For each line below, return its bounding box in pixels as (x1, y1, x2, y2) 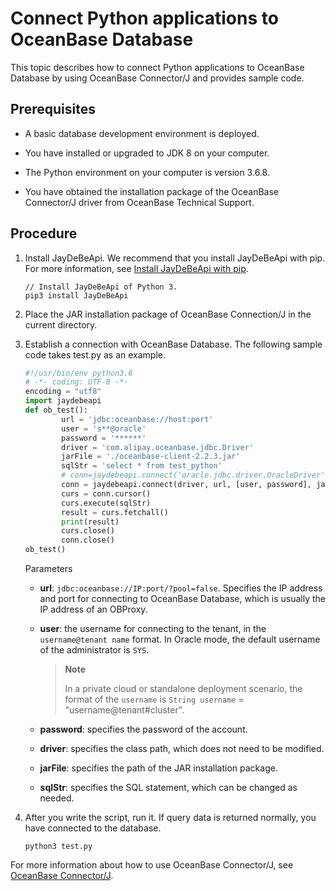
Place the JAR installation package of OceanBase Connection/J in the (24, 308, 312, 320)
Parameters (24, 563, 73, 575)
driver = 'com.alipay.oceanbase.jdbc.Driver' (61, 442, 254, 452)
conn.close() (61, 535, 115, 546)
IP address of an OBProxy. (39, 603, 148, 616)
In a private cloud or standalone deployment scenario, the (64, 683, 303, 695)
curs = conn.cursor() (61, 488, 152, 499)
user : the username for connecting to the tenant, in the (39, 623, 267, 635)
